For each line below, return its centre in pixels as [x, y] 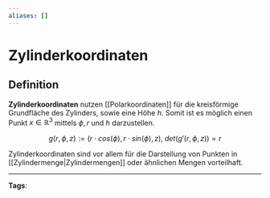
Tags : [18, 186]
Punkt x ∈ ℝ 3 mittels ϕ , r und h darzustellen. [82, 122]
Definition [33, 85]
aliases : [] [28, 16]
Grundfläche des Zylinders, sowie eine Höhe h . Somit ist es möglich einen [131, 112]
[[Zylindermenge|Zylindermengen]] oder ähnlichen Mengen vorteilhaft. [126, 163]
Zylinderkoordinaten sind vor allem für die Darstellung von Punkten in [123, 154]
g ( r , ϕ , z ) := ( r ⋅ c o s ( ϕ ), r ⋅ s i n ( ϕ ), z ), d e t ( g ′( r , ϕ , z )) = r [135, 139]
